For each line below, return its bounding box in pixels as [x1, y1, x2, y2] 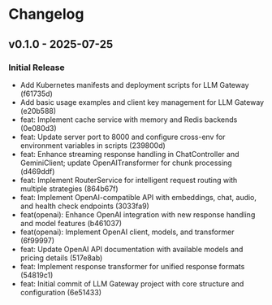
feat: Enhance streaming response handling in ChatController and [19, 149, 240, 159]
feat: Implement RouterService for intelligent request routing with [19, 175, 238, 185]
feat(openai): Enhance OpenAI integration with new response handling [19, 209, 256, 220]
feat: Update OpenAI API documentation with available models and [19, 244, 244, 254]
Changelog [8, 5, 84, 24]
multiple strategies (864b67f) [19, 184, 119, 194]
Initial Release [8, 62, 65, 73]
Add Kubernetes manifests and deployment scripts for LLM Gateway [19, 80, 249, 89]
